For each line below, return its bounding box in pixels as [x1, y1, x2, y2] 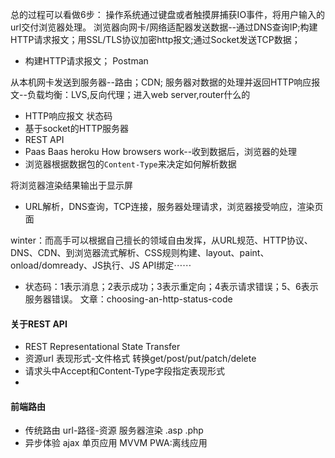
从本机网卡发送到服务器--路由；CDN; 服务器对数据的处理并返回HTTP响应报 [10, 76, 321, 88]
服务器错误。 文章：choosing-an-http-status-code [24, 293, 233, 305]
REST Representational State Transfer [24, 341, 181, 353]
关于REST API [10, 318, 68, 330]
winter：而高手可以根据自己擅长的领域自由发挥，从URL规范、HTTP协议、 [10, 234, 313, 246]
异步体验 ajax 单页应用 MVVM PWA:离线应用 [24, 437, 208, 449]
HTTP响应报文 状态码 [24, 110, 113, 122]
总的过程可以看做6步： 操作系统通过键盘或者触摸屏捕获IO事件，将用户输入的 [10, 9, 326, 20]
